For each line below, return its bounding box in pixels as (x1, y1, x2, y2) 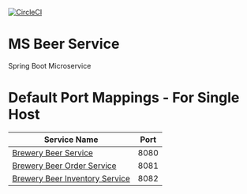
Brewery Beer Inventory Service (12, 173, 130, 184)
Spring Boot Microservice (8, 61, 92, 70)
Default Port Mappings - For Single (8, 89, 240, 106)
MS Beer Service (8, 35, 120, 53)
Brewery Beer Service (12, 147, 93, 158)
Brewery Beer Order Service (12, 160, 117, 171)
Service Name (43, 134, 99, 145)
